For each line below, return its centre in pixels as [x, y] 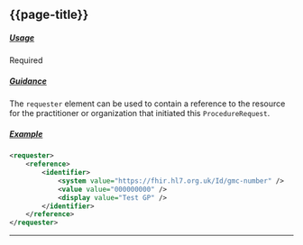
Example [26, 133]
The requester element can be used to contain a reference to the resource [147, 104]
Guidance [28, 81]
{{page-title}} [49, 15]
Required [26, 60]
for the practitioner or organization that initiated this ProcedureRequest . [140, 113]
